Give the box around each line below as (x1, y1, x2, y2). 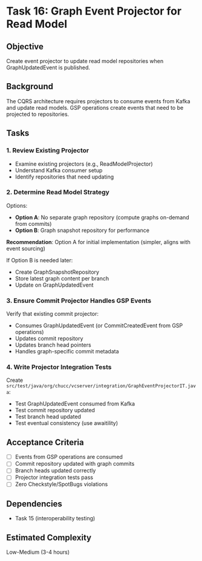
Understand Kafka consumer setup (15, 166, 103, 174)
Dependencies (6, 498, 62, 509)
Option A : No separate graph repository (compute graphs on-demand (15, 214, 189, 221)
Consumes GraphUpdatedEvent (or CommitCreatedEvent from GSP (15, 322, 183, 329)
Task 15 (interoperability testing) (15, 515, 96, 522)
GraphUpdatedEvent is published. (6, 64, 91, 71)
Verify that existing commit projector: (6, 310, 99, 318)
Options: (6, 202, 28, 209)
